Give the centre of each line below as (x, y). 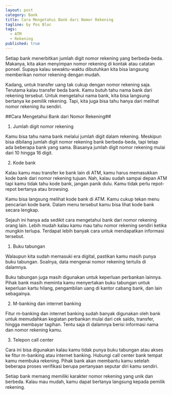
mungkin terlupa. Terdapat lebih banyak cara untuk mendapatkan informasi (85, 231)
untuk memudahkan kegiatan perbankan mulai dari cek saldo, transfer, (80, 319)
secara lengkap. (22, 210)
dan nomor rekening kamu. (34, 330)
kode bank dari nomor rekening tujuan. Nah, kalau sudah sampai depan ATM (86, 178)
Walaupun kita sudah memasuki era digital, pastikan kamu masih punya (81, 256)
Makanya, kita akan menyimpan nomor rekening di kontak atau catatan (80, 64)
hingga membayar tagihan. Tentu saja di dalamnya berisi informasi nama (82, 324)
